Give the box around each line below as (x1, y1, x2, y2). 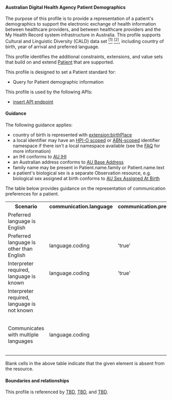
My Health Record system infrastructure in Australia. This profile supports (5, 32, 161, 38)
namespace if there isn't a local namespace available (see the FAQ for (12, 143, 160, 149)
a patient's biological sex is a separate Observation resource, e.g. (12, 170, 152, 176)
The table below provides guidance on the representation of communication (5, 185, 166, 192)
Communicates (8, 325, 45, 332)
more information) (12, 148, 51, 154)
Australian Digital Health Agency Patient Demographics (5, 4, 126, 10)
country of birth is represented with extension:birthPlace (12, 132, 132, 138)
